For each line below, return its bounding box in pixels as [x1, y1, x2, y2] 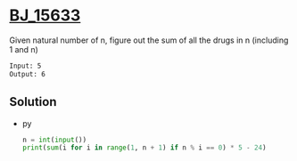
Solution [9, 94, 57, 109]
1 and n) [9, 44, 38, 54]
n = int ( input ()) [21, 135, 87, 144]
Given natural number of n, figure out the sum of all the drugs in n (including [9, 35, 289, 45]
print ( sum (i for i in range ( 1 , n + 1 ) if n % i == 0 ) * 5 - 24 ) [21, 143, 267, 152]
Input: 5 [9, 61, 42, 70]
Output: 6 [9, 69, 46, 78]
